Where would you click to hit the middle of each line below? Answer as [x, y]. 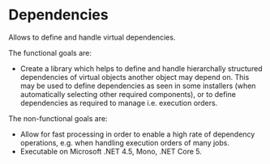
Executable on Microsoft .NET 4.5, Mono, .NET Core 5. [111, 151]
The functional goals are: [50, 53]
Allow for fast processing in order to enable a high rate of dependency [137, 134]
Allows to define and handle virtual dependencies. [92, 37]
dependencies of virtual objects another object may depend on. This [135, 77]
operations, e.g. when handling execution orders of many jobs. [124, 142]
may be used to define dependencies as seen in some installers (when [138, 86]
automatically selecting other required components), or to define [128, 94]
